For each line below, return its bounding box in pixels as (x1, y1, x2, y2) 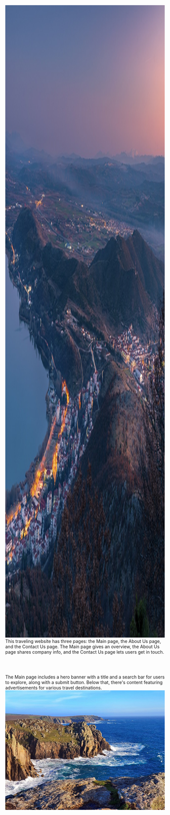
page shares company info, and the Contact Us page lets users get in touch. (5, 649, 164, 655)
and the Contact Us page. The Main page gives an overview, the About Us (5, 644, 160, 650)
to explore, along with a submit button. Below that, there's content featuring (5, 679, 163, 685)
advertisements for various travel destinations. (5, 685, 102, 691)
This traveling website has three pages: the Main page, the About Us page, (5, 638, 161, 644)
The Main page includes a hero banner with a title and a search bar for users (5, 674, 165, 680)
